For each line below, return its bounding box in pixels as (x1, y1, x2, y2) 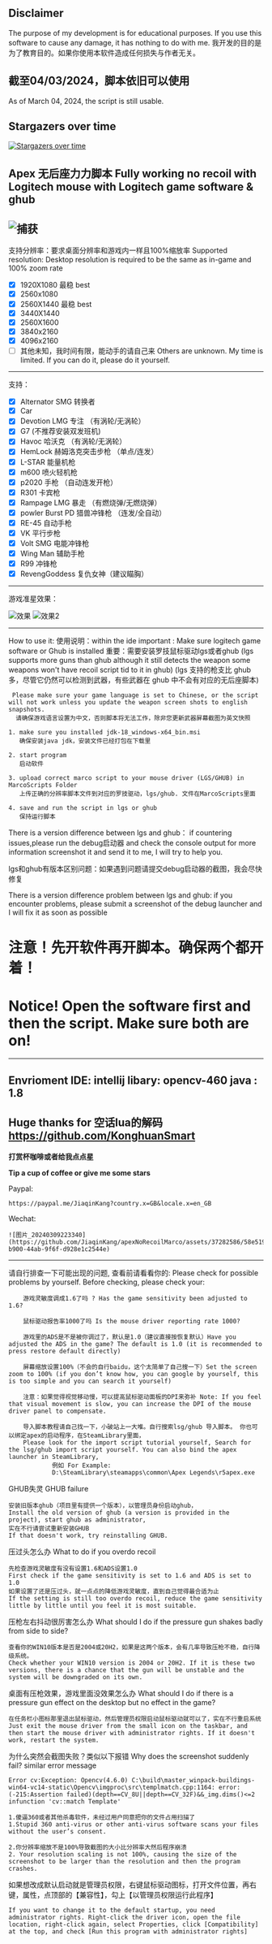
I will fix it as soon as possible (8, 907, 108, 917)
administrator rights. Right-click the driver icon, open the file (8, 1913, 241, 1921)
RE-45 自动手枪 (19, 517, 72, 527)
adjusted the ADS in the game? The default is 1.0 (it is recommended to (8, 1340, 263, 1348)
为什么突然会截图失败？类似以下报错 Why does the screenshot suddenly (8, 1751, 249, 1761)
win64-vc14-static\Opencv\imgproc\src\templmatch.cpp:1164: (8, 1783, 216, 1791)
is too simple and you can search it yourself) (8, 1377, 172, 1385)
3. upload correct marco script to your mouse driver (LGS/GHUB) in (8, 774, 244, 782)
